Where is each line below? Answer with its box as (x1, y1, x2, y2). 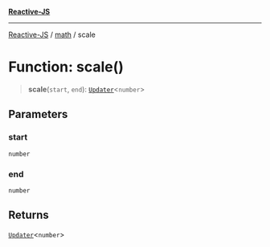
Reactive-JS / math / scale (8, 30, 96, 39)
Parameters (8, 107, 68, 121)
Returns (8, 209, 50, 222)
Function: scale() (8, 58, 125, 76)
